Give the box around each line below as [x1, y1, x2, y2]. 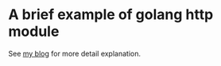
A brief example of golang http [8, 6, 214, 24]
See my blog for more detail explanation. [8, 49, 142, 58]
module [8, 22, 60, 41]
